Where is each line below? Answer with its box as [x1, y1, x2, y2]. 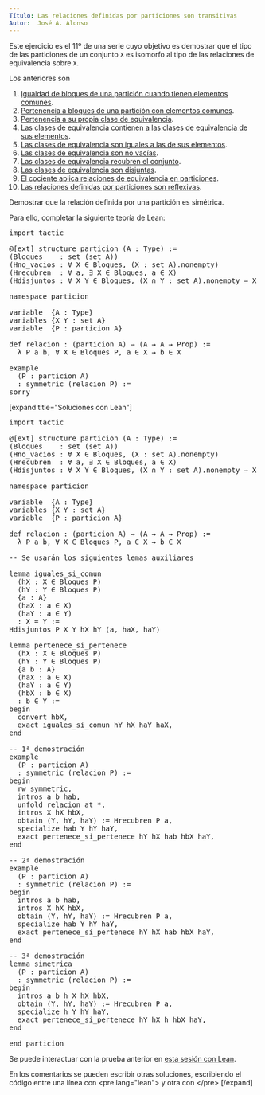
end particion [9, 1038, 64, 1048]
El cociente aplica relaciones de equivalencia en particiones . [20, 173, 220, 183]
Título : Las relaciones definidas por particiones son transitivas [9, 11, 238, 20]
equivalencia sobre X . [9, 57, 79, 68]
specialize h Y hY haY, [17, 1007, 111, 1016]
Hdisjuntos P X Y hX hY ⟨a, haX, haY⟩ [9, 624, 161, 634]
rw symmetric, [17, 784, 72, 793]
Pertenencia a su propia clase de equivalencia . [20, 114, 174, 123]
